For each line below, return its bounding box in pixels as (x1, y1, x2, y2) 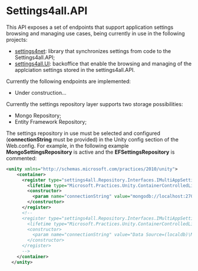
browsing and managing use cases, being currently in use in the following (6, 29, 185, 37)
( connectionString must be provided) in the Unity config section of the (6, 135, 179, 143)
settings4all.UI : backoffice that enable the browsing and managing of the (14, 60, 192, 67)
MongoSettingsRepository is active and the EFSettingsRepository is (6, 148, 175, 156)
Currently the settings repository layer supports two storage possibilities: (6, 100, 183, 107)
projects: (6, 36, 28, 43)
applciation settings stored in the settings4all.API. (14, 66, 136, 73)
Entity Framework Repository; (14, 118, 87, 125)
